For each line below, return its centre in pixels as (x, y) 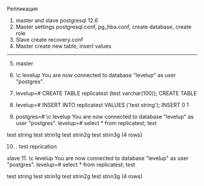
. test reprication (36, 146)
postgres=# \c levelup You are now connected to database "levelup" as (105, 117)
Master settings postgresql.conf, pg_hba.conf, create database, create (104, 27)
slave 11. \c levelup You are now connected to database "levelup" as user (98, 158)
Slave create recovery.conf (49, 40)
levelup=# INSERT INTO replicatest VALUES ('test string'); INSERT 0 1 (102, 105)
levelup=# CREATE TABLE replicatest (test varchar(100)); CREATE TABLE (106, 93)
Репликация (22, 9)
